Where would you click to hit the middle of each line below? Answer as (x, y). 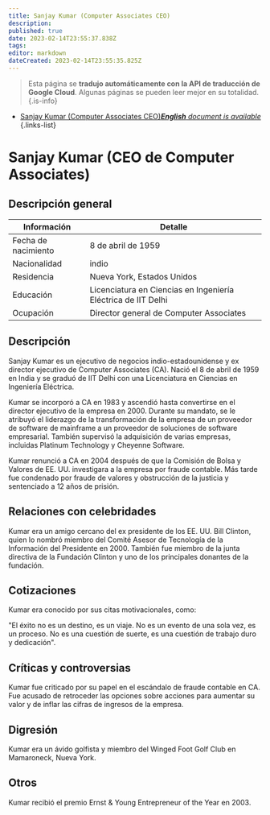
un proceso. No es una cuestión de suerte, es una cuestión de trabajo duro (133, 634)
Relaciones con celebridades (82, 512)
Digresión (33, 730)
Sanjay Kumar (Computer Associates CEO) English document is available (140, 116)
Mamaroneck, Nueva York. (52, 757)
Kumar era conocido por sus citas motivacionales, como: (102, 610)
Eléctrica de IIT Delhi (129, 300)
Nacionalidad (37, 263)
